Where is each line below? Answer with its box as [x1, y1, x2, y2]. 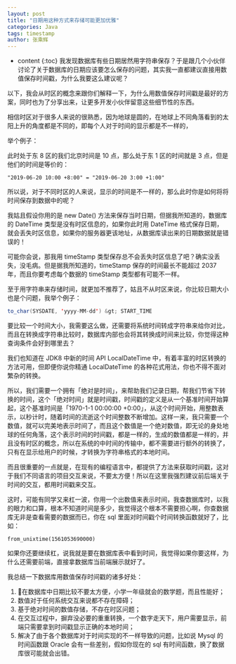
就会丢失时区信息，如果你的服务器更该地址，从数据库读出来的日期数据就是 [7, 229, 223, 237]
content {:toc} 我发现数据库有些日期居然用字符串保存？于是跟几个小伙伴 [17, 57, 226, 65]
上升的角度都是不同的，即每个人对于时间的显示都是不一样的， [13, 122, 192, 130]
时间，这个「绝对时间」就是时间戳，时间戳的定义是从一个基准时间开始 [19, 395, 223, 403]
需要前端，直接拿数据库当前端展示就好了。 [25, 558, 149, 566]
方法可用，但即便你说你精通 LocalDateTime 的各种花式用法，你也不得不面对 [7, 363, 226, 371]
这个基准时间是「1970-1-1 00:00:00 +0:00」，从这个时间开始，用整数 [19, 404, 218, 412]
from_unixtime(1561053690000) [7, 535, 96, 542]
